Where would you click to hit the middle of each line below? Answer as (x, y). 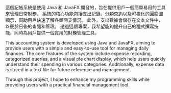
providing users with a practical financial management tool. (68, 85)
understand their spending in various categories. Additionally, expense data (85, 64)
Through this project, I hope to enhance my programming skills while (77, 79)
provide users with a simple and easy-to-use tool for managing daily (77, 48)
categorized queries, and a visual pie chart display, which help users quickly (86, 59)
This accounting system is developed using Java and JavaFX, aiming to (80, 43)
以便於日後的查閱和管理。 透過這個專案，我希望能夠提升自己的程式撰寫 (80, 26)
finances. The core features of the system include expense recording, (79, 54)
